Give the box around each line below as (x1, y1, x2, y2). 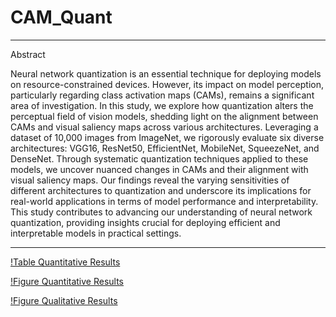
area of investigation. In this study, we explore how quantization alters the (10, 99, 314, 111)
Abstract (10, 48, 46, 60)
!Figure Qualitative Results (10, 294, 118, 306)
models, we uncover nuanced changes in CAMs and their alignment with (10, 163, 309, 175)
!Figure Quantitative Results (10, 275, 125, 287)
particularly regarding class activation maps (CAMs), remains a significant (10, 89, 315, 101)
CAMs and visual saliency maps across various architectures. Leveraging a (10, 121, 319, 133)
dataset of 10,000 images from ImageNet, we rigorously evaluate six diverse (10, 131, 325, 143)
